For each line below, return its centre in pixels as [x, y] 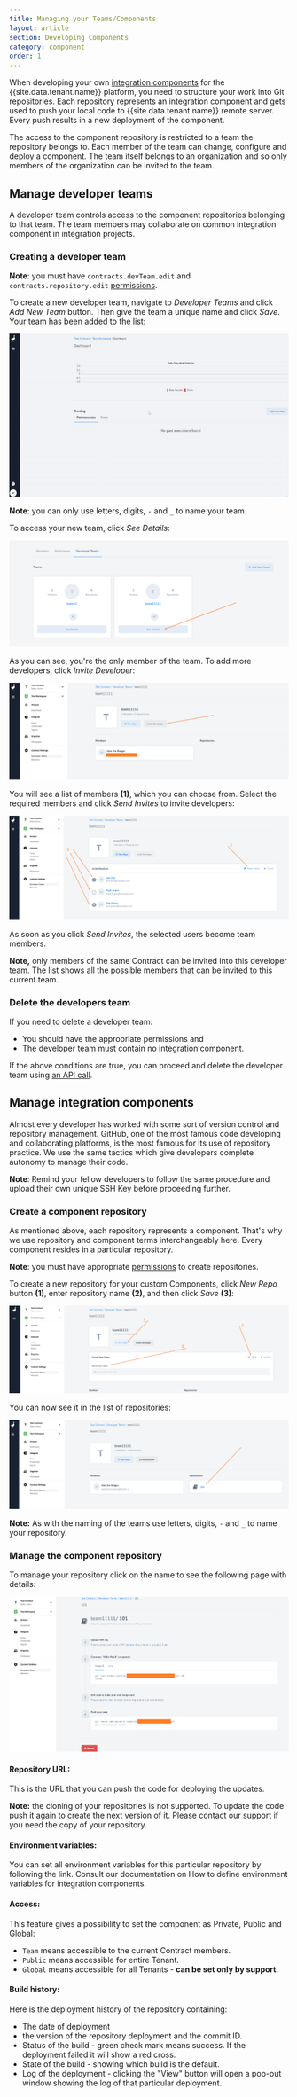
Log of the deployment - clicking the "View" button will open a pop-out [152, 2073]
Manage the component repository [86, 1555]
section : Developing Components [69, 37]
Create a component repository [78, 1211]
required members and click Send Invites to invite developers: [122, 803]
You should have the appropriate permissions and [113, 1038]
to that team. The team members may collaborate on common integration [143, 224]
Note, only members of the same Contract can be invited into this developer [148, 960]
